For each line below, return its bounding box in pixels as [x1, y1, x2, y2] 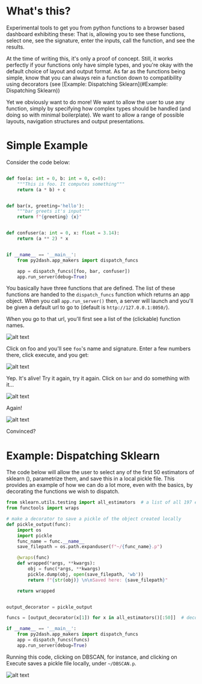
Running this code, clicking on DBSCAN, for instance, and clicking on [6, 653, 177, 661]
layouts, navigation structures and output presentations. [6, 117, 145, 124]
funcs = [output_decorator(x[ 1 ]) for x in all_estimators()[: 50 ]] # [6, 615, 185, 621]
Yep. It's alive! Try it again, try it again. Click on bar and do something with [6, 374, 190, 382]
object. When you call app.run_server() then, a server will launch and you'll [6, 298, 194, 305]
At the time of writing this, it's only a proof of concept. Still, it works [6, 55, 173, 62]
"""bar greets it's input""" [17, 209, 90, 215]
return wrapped [17, 588, 55, 594]
